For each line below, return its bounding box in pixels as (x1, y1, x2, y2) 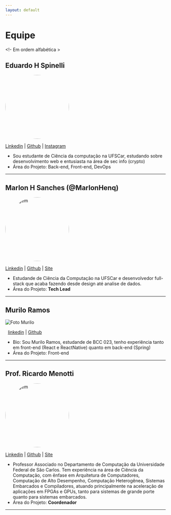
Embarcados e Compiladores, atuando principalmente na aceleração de (12, 483, 163, 489)
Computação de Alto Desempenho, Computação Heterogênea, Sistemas (12, 477, 165, 483)
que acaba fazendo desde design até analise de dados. (25, 280, 141, 287)
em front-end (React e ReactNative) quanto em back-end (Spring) (12, 344, 151, 350)
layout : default (5, 7, 40, 13)
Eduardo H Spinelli (5, 61, 65, 69)
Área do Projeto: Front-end (12, 350, 69, 356)
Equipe (5, 29, 36, 41)
